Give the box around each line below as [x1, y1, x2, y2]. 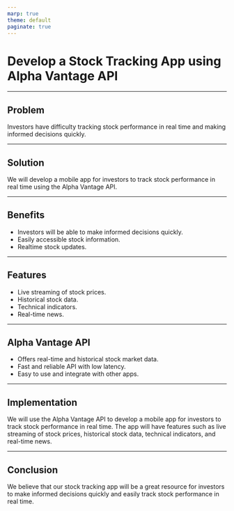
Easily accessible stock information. [17, 235, 120, 244]
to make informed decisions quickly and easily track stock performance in [7, 490, 219, 498]
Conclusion [7, 464, 58, 475]
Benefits [7, 210, 45, 221]
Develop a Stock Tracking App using [7, 53, 221, 69]
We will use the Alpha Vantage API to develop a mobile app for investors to [7, 415, 221, 423]
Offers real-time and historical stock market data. [17, 355, 159, 363]
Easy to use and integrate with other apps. [17, 370, 139, 378]
